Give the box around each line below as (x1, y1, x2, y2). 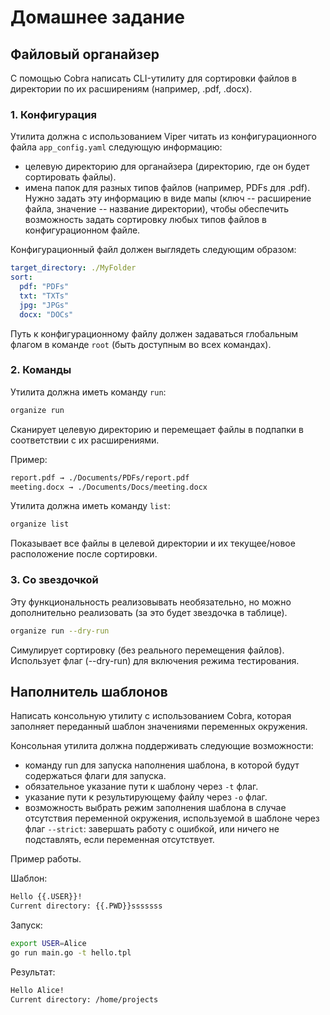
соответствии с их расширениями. (10, 434, 160, 446)
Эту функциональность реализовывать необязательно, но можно (10, 596, 292, 608)
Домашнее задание (10, 6, 185, 29)
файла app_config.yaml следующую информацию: (10, 141, 223, 153)
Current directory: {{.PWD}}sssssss (10, 901, 163, 911)
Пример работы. (10, 853, 82, 865)
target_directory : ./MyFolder (10, 263, 137, 273)
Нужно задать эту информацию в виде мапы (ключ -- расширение (24, 192, 312, 205)
